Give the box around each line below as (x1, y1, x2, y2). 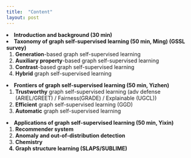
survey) (6, 44, 27, 51)
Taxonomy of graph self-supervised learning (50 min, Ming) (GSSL (14, 38, 186, 45)
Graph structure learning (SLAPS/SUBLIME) (15, 145, 127, 152)
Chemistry (15, 138, 43, 145)
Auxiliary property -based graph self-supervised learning (15, 57, 159, 64)
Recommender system (15, 125, 74, 133)
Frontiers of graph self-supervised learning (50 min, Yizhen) (14, 81, 170, 88)
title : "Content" (6, 8, 53, 15)
